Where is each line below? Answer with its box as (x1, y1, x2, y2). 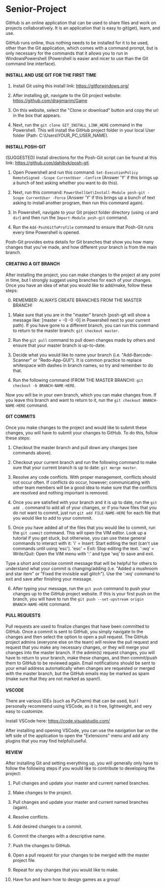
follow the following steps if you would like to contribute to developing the (5, 765, 155, 771)
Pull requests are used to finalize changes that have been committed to (5, 623, 149, 629)
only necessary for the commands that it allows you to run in (5, 50, 128, 56)
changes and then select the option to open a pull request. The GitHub (5, 634, 148, 640)
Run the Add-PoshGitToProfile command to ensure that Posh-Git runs (12, 224, 154, 230)
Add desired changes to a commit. (12, 823, 82, 829)
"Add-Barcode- (121, 352, 153, 358)
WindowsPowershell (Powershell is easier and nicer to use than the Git (5, 55, 149, 61)
